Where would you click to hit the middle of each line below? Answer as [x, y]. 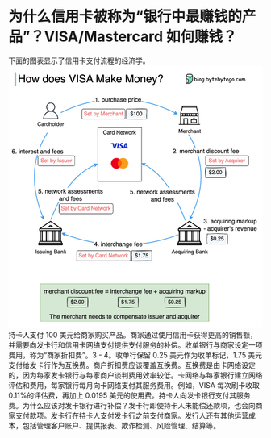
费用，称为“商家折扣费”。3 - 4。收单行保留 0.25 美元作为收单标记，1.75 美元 [135, 355]
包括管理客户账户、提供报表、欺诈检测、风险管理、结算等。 [121, 425]
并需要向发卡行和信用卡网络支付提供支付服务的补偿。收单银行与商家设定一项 [135, 344]
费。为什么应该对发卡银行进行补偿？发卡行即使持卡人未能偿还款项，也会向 [132, 405]
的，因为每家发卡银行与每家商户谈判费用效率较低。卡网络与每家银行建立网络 [135, 375]
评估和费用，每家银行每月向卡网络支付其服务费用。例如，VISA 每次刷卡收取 [134, 385]
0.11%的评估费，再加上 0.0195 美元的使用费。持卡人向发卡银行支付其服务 [129, 395]
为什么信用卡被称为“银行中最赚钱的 [125, 17]
